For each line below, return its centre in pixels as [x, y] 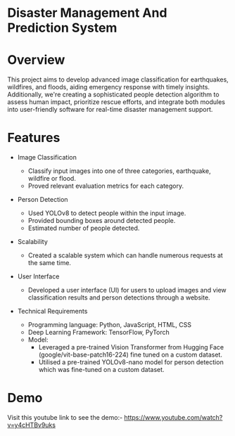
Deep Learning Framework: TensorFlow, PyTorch [99, 333]
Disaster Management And [87, 13]
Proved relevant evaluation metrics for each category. [106, 186]
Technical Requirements [52, 312]
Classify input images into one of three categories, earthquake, [119, 171]
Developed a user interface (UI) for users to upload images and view [127, 290]
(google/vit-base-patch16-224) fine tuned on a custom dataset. [131, 355]
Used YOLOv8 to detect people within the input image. [107, 213]
